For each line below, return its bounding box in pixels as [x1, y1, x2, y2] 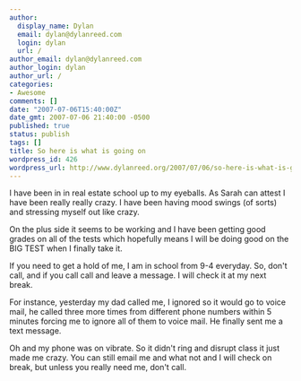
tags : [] [9, 138, 42, 147]
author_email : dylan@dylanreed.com [9, 55, 142, 64]
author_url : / [9, 72, 63, 81]
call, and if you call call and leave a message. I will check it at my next [9, 270, 267, 281]
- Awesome [9, 88, 47, 97]
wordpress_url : [9, 163, 66, 172]
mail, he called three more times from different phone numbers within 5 [9, 307, 272, 317]
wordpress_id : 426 [9, 154, 78, 164]
